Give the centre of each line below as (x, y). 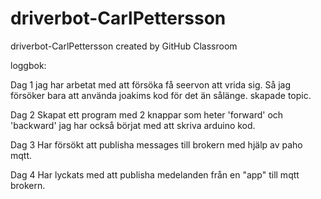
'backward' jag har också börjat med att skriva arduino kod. (133, 125)
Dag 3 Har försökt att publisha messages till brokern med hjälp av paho (156, 144)
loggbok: (28, 65)
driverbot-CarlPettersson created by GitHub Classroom (124, 46)
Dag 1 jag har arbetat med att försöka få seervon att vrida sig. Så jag (151, 84)
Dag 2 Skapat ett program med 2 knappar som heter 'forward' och (147, 114)
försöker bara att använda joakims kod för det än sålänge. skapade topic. (161, 95)
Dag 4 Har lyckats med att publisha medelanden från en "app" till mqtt (155, 174)
